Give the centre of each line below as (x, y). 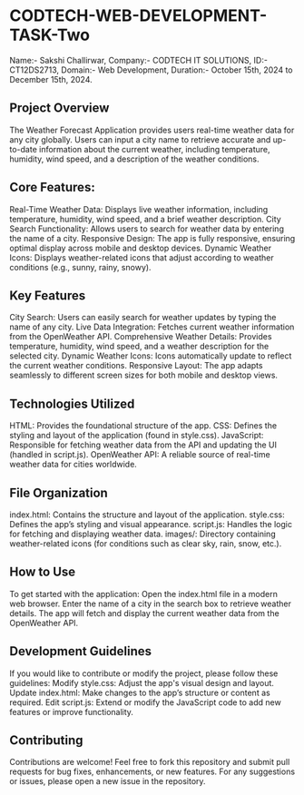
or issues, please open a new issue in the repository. (108, 781)
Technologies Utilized (72, 403)
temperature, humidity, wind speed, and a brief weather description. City (145, 219)
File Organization (59, 492)
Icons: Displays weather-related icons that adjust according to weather (142, 257)
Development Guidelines (81, 651)
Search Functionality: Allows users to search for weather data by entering (147, 229)
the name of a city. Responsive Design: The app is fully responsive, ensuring (152, 238)
